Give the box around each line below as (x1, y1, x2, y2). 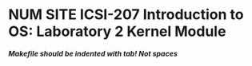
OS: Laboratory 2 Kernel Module (8, 22, 226, 41)
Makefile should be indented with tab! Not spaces (8, 49, 178, 58)
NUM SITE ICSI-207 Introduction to (8, 6, 244, 24)
